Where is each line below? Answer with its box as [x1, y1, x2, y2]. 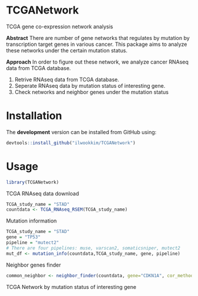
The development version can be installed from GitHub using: [6, 128, 157, 135]
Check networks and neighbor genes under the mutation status [14, 88, 169, 95]
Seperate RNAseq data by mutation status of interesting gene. [14, 82, 166, 89]
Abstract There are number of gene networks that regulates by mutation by [6, 34, 190, 41]
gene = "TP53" [6, 234, 41, 240]
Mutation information [6, 217, 57, 224]
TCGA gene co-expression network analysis [6, 23, 113, 30]
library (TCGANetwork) [6, 179, 60, 185]
